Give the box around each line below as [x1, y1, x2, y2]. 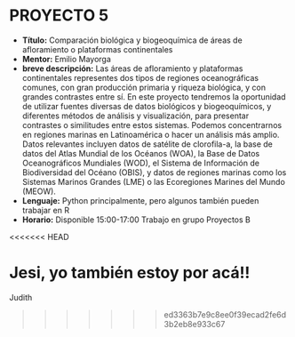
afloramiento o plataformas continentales [21, 44, 173, 54]
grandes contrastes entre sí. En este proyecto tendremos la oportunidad [21, 91, 286, 102]
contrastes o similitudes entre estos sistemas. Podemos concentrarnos [21, 119, 283, 130]
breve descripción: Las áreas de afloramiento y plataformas [21, 63, 243, 74]
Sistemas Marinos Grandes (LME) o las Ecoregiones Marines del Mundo [21, 176, 286, 187]
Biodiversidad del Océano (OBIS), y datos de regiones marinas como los [21, 166, 287, 178]
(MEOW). [21, 186, 56, 197]
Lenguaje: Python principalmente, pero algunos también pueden [21, 195, 259, 205]
